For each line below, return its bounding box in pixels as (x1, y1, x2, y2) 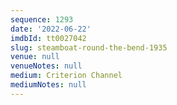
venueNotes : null (10, 61, 83, 71)
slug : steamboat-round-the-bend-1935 (10, 42, 168, 53)
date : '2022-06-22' (10, 24, 92, 34)
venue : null (10, 52, 60, 62)
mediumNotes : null (10, 80, 87, 90)
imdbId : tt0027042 (10, 33, 87, 43)
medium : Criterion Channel (10, 71, 123, 81)
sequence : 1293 (10, 14, 74, 25)
